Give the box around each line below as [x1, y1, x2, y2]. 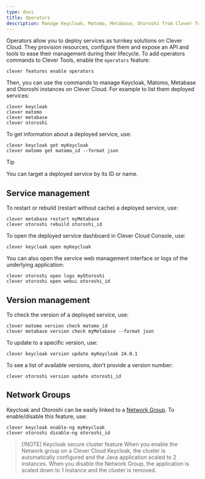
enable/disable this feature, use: [6, 412, 87, 420]
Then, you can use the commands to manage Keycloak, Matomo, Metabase [6, 79, 196, 86]
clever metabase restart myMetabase [6, 216, 99, 222]
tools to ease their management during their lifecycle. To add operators [6, 50, 185, 57]
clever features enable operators [6, 68, 95, 75]
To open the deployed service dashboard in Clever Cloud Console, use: [6, 232, 186, 239]
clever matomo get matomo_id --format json [6, 148, 119, 154]
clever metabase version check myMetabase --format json [6, 328, 154, 334]
